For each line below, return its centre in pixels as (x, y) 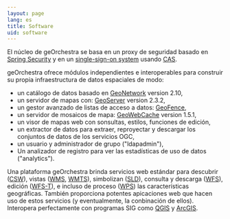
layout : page (26, 13)
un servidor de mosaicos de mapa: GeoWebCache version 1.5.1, (107, 115)
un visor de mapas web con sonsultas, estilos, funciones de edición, (114, 122)
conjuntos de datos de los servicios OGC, (76, 137)
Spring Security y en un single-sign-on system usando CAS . (92, 60)
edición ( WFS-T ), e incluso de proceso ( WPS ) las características (98, 186)
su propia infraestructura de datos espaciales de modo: (85, 80)
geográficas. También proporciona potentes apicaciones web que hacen (110, 194)
